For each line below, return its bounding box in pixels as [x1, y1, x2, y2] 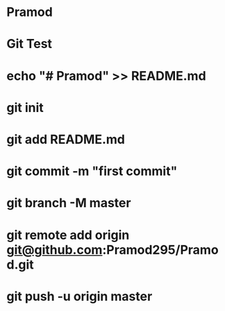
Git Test [6, 36, 53, 52]
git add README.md [6, 131, 126, 147]
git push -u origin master [6, 288, 153, 304]
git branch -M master [6, 196, 131, 211]
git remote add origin [6, 227, 130, 243]
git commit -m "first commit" [6, 164, 178, 180]
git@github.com [6, 241, 103, 257]
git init [6, 99, 44, 115]
